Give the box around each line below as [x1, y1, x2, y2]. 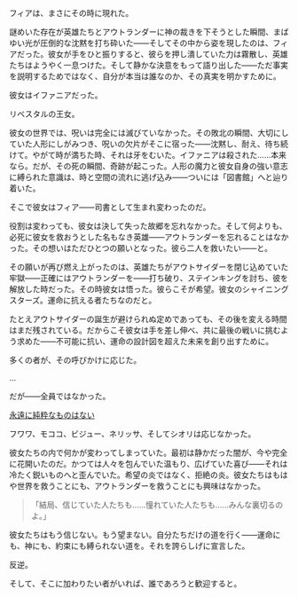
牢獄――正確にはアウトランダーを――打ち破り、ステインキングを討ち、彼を [9, 273, 289, 283]
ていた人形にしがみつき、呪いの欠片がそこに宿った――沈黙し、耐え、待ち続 [9, 138, 289, 149]
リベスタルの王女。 [9, 109, 80, 119]
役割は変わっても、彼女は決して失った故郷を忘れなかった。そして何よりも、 [9, 221, 287, 231]
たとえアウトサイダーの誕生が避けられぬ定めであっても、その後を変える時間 [9, 314, 288, 324]
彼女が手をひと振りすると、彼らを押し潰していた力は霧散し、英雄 [47, 49, 288, 59]
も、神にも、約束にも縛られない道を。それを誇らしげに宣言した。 [9, 540, 250, 551]
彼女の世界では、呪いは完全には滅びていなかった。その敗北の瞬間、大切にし [9, 128, 289, 137]
